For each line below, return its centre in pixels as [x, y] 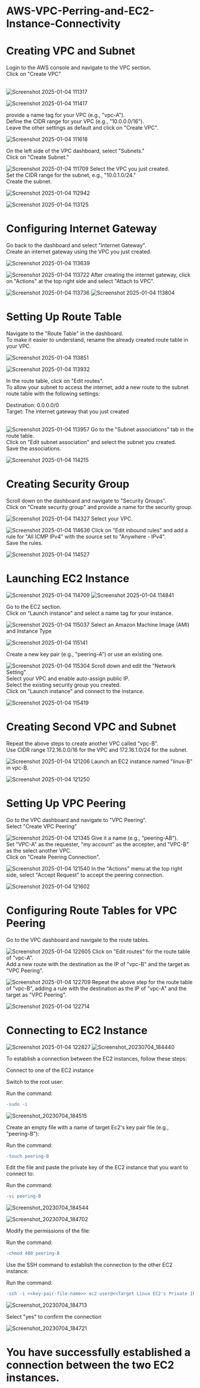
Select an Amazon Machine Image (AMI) [140, 624]
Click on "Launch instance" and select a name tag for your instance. [90, 613]
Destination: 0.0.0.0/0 [33, 405]
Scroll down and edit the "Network [134, 666]
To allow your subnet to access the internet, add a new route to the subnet [97, 387]
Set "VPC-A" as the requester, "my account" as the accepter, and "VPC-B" [98, 844]
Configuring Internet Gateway [82, 229]
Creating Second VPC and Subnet [91, 727]
